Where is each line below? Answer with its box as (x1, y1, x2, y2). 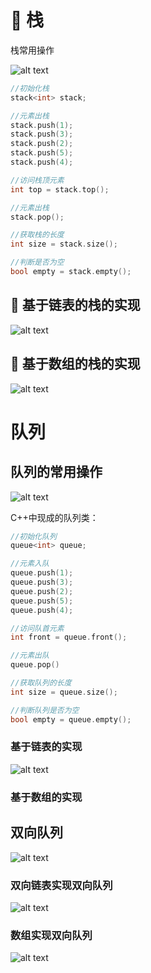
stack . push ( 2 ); (10, 139, 74, 149)
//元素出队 (10, 651, 50, 661)
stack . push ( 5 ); (10, 148, 74, 158)
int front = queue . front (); (10, 632, 128, 643)
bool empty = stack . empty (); (10, 267, 132, 277)
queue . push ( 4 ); (10, 605, 74, 615)
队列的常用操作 (10, 464, 103, 481)
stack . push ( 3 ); (10, 129, 74, 140)
